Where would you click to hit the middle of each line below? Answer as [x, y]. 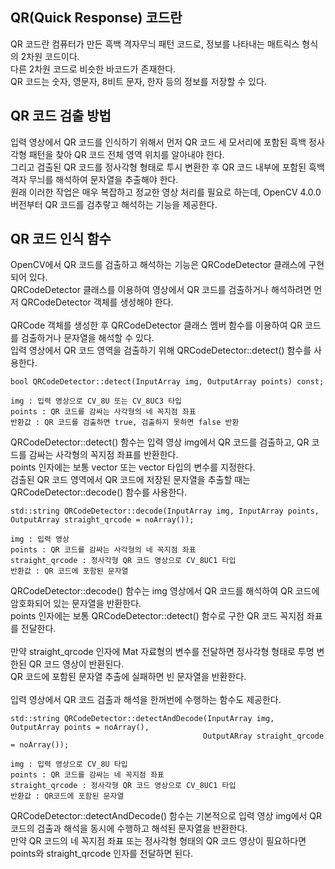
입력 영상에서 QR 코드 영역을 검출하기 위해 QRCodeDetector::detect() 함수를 [161, 350]
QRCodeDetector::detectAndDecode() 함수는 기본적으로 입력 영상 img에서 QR [166, 816]
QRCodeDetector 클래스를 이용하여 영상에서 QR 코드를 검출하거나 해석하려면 [161, 290]
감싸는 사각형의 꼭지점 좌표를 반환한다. [103, 455]
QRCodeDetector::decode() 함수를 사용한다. [99, 492]
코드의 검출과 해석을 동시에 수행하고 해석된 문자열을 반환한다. [129, 829]
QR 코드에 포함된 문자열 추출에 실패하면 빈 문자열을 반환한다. [128, 677]
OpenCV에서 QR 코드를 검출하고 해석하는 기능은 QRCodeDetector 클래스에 [158, 265]
